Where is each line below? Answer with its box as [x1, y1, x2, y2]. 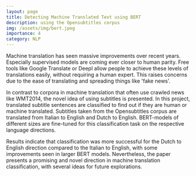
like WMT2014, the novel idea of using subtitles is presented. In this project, [6, 95, 191, 102]
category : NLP [6, 36, 41, 42]
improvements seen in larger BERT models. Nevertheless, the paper [6, 151, 171, 157]
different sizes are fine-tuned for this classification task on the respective [6, 120, 185, 127]
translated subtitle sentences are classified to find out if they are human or [6, 102, 187, 108]
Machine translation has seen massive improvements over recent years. [6, 53, 181, 59]
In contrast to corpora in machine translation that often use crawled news [6, 89, 185, 96]
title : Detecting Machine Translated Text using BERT [6, 14, 142, 20]
